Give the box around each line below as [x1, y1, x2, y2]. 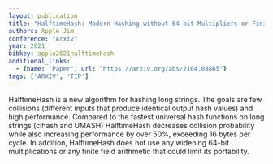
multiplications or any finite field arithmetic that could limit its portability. [8, 146, 249, 156]
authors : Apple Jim [8, 27, 75, 35]
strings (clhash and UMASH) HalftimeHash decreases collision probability [8, 120, 255, 130]
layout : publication [8, 11, 79, 20]
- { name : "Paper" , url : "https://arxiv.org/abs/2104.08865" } [15, 65, 227, 73]
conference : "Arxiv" [8, 34, 79, 43]
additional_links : [8, 58, 71, 66]
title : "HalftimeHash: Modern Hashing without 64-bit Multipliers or [8, 19, 249, 28]
